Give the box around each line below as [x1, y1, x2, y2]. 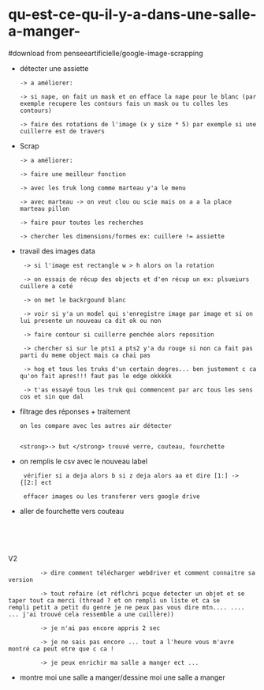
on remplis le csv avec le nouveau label [19, 456, 148, 466]
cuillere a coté [19, 282, 73, 290]
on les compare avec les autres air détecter [19, 422, 172, 429]
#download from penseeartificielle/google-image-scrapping [8, 48, 203, 58]
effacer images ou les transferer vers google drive [23, 492, 200, 501]
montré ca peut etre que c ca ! [8, 645, 114, 653]
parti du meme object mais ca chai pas [19, 351, 151, 359]
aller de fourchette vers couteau [19, 506, 125, 516]
